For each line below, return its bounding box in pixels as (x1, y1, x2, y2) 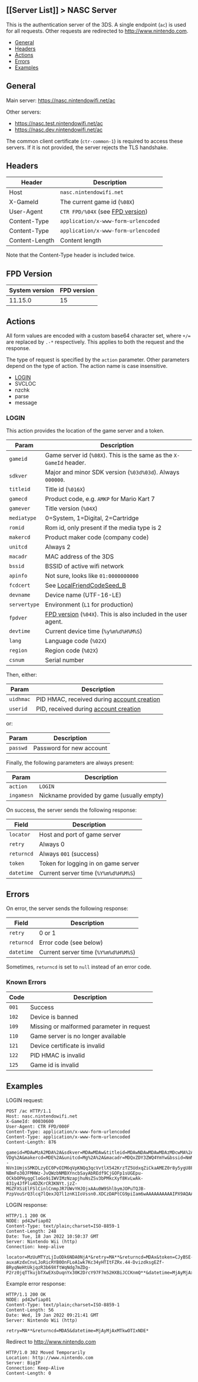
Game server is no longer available (30, 1032, 126, 1041)
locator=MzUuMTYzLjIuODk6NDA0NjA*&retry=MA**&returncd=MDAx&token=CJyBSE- (6, 1254, 194, 1260)
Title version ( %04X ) (45, 505, 98, 513)
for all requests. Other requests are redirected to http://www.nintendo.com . (6, 27, 189, 34)
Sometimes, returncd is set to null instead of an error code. (6, 963, 152, 970)
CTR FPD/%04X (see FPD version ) (60, 208, 148, 216)
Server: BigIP (6, 1360, 41, 1366)
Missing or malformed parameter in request (30, 1022, 150, 1031)
